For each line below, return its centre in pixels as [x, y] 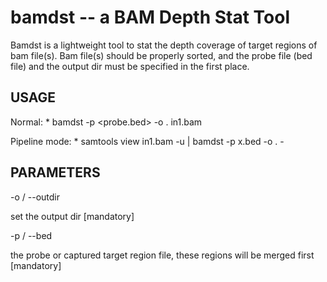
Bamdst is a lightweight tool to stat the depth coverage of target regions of [164, 45]
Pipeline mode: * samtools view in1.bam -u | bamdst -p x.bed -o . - [147, 141]
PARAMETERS [55, 172]
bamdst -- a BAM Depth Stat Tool [150, 17]
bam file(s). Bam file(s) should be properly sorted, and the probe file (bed [161, 55]
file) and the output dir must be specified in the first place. [130, 66]
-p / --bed [31, 235]
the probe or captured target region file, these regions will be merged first [162, 255]
